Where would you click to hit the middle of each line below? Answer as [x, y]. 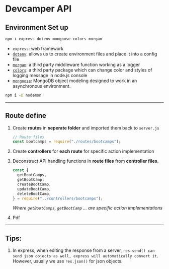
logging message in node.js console [50, 75]
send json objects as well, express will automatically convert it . [85, 256]
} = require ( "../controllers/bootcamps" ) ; [58, 198]
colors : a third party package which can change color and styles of [82, 70]
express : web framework [38, 48]
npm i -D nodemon [23, 95]
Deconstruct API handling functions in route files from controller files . [86, 161]
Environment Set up [37, 27]
